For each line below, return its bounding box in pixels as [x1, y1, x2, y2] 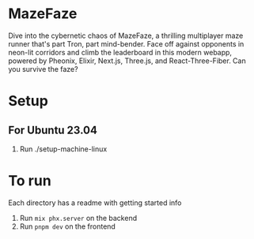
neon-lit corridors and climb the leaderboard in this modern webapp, [8, 47, 232, 57]
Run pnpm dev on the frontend [19, 222, 116, 231]
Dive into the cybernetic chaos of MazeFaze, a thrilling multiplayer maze [8, 31, 244, 40]
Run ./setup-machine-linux [19, 144, 108, 154]
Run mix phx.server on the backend [19, 213, 137, 222]
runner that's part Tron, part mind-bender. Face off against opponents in [8, 39, 245, 48]
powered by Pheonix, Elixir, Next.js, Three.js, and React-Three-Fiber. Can [8, 56, 247, 65]
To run [8, 172, 51, 190]
